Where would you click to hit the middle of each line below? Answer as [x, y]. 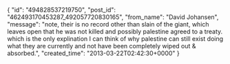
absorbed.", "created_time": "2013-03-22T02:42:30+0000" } [94, 53]
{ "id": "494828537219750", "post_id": [61, 10]
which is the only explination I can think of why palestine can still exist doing [115, 39]
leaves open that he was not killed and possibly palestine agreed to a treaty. [115, 31]
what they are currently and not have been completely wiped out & [102, 46]
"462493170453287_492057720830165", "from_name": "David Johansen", [113, 17]
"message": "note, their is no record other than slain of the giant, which [108, 24]
